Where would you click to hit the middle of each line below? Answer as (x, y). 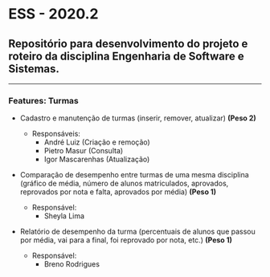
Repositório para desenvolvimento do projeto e (128, 44)
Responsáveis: (56, 134)
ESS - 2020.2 (53, 14)
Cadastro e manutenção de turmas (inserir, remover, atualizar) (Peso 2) (138, 118)
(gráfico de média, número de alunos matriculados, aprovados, (124, 183)
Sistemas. (34, 69)
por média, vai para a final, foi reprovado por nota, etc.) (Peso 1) (126, 240)
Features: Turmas (43, 100)
